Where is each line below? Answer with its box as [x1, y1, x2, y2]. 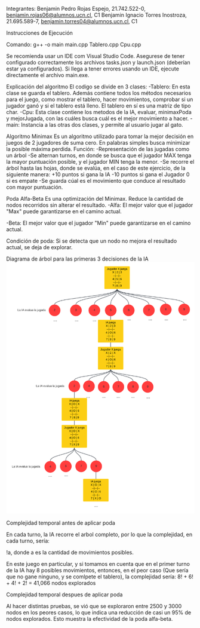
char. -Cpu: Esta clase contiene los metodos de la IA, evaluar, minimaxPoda [6, 109, 192, 115]
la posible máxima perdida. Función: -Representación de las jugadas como [6, 146, 190, 152]
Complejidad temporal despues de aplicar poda [6, 591, 123, 598]
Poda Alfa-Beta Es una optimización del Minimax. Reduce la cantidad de [6, 195, 184, 202]
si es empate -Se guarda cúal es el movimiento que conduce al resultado [6, 177, 186, 184]
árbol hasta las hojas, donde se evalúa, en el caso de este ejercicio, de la [6, 164, 186, 171]
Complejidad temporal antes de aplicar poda [6, 519, 115, 526]
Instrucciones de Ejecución [6, 29, 73, 36]
